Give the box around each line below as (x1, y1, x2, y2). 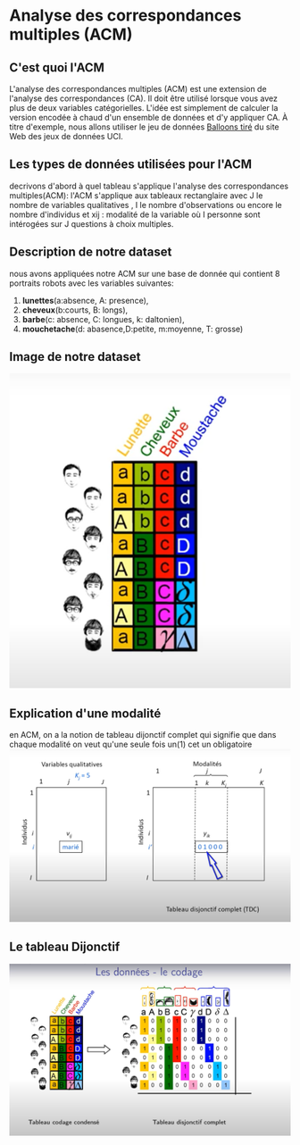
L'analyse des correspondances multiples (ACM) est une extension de (9, 84, 267, 94)
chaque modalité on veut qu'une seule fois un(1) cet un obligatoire (9, 739, 253, 750)
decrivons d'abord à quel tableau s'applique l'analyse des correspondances (9, 180, 289, 191)
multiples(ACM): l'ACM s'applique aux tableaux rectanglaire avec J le (9, 189, 263, 201)
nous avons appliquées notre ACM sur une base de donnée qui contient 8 (9, 268, 280, 279)
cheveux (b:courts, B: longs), (21, 305, 129, 315)
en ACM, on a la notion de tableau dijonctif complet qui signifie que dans (9, 730, 277, 740)
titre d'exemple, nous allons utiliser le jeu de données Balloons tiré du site (9, 121, 279, 132)
